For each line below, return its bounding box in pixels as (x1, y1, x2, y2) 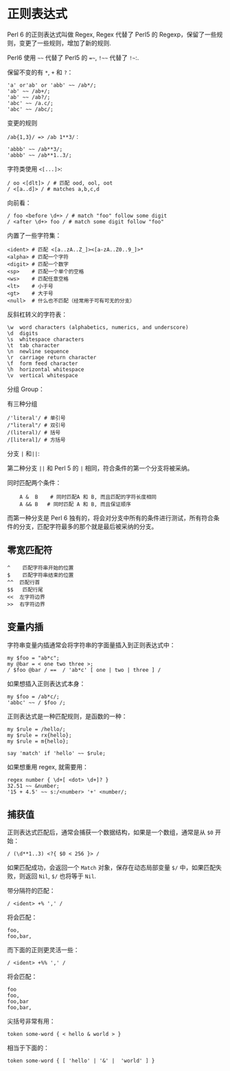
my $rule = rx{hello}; (7, 732, 72, 739)
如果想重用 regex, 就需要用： (7, 763, 89, 771)
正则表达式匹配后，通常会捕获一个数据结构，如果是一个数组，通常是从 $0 (7, 828, 214, 837)
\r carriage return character (7, 354, 97, 361)
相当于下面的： (7, 1044, 49, 1052)
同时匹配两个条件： (7, 478, 62, 486)
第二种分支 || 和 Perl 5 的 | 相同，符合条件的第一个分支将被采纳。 (7, 464, 194, 472)
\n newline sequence (7, 348, 69, 354)
